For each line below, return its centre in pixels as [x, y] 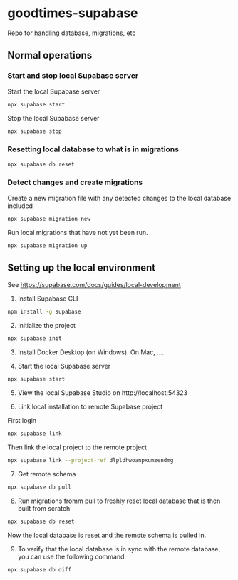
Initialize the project [47, 326]
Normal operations [50, 55]
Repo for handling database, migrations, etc [72, 33]
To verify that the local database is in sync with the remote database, [119, 549]
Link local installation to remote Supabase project [90, 407]
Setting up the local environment [81, 267]
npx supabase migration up [47, 245]
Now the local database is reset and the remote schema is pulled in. [107, 535]
